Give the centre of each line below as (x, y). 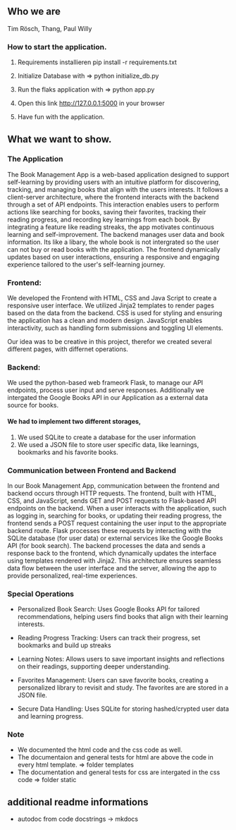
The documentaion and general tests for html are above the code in (115, 757)
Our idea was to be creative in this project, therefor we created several (110, 342)
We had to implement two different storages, (74, 421)
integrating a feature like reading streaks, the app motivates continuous (111, 227)
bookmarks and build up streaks (64, 645)
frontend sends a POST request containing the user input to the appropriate (117, 523)
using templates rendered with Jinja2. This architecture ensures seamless (114, 561)
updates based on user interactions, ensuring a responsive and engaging (113, 257)
